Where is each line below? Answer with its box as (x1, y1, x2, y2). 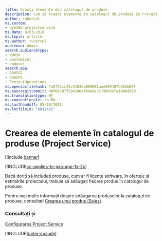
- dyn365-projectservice (5, 25, 55, 30)
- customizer (5, 57, 32, 62)
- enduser (5, 61, 25, 66)
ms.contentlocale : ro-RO (5, 98, 55, 103)
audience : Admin (5, 43, 38, 48)
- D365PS (5, 75, 23, 80)
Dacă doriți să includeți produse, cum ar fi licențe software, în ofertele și (5, 173, 149, 179)
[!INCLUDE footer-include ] (5, 231, 57, 237)
